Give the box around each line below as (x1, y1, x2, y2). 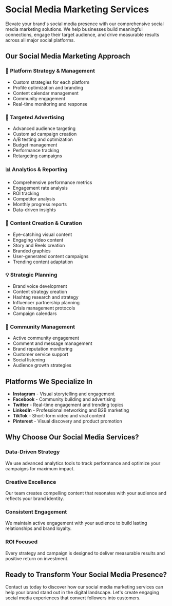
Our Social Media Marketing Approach (5, 52, 130, 61)
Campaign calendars (12, 310, 57, 317)
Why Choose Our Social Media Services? (5, 433, 140, 442)
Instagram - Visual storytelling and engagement (12, 391, 115, 397)
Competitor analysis (12, 196, 55, 202)
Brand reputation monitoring (12, 346, 73, 352)
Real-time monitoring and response (12, 101, 88, 107)
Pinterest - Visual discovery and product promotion (12, 418, 122, 424)
